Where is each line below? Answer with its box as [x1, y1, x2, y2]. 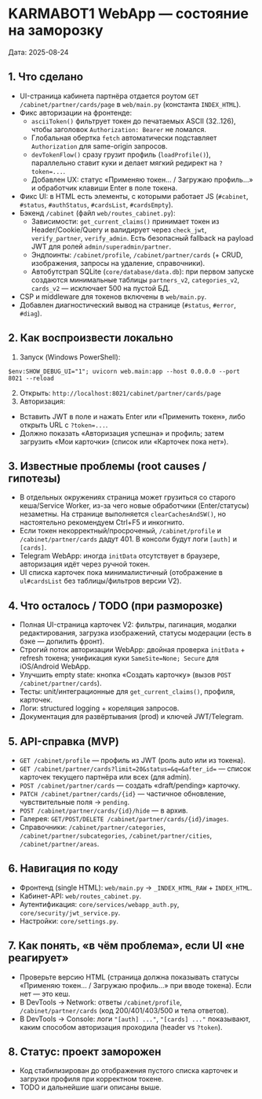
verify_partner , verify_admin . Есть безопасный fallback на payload [31, 233, 253, 242]
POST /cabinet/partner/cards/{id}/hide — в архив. [19, 806, 188, 815]
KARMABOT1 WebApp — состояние [8, 5, 249, 23]
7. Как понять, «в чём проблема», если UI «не [8, 939, 245, 953]
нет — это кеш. [19, 989, 71, 998]
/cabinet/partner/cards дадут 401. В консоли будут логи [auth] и [19, 534, 238, 544]
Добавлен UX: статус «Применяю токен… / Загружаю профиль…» [31, 175, 253, 184]
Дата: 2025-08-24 [8, 47, 69, 57]
